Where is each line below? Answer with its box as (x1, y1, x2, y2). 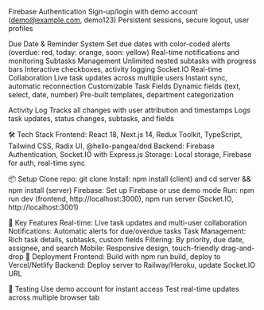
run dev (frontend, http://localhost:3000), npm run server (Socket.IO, (8, 194, 234, 203)
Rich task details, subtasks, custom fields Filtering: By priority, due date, (8, 235, 245, 244)
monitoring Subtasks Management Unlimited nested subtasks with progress (8, 56, 257, 65)
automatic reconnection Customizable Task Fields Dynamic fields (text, (8, 81, 241, 91)
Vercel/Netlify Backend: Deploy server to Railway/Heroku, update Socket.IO (8, 261, 256, 269)
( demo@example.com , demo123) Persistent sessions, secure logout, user (8, 15, 250, 25)
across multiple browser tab (8, 292, 100, 302)
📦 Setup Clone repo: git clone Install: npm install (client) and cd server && (8, 175, 252, 183)
